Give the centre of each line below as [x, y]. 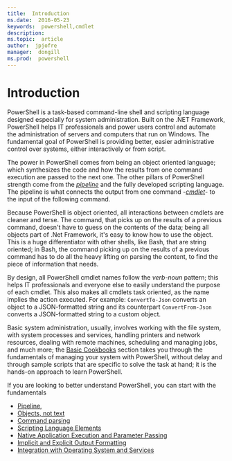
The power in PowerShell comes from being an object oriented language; [111, 162]
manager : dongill [34, 53]
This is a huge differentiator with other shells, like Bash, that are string [107, 242]
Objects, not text [41, 413]
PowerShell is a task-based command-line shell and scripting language [108, 112]
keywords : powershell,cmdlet [51, 26]
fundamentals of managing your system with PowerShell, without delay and [115, 356]
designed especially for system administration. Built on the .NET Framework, [116, 119]
